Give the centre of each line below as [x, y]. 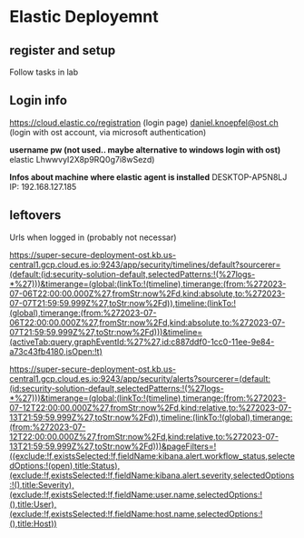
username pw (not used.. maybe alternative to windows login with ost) [145, 149]
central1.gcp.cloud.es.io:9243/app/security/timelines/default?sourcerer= [145, 264]
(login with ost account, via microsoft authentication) [108, 132]
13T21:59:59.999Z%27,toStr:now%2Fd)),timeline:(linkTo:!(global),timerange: [151, 417]
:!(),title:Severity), [42, 484]
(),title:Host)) [33, 523]
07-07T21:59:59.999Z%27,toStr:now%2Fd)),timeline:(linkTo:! [123, 303]
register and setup [63, 50]
